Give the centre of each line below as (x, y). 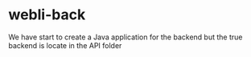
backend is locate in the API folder (65, 45)
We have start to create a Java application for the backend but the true (125, 37)
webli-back (47, 15)
